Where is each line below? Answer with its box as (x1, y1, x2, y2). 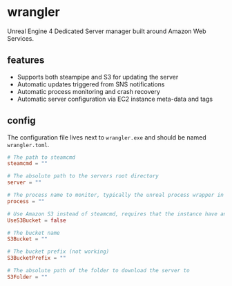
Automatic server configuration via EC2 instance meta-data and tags (17, 95, 213, 103)
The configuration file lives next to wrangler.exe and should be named (7, 133, 207, 142)
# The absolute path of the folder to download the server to (7, 267, 190, 274)
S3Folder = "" (7, 274, 48, 280)
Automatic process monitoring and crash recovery (17, 87, 161, 95)
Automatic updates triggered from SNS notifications (17, 80, 165, 88)
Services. (7, 34, 35, 42)
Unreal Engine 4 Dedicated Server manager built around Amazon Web (7, 27, 206, 35)
